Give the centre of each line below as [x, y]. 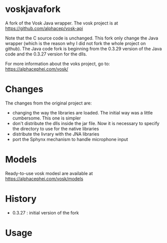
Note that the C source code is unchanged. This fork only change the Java [82, 38]
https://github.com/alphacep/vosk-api [44, 28]
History [21, 199]
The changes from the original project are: [49, 103]
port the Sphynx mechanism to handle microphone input [70, 139]
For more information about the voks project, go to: [58, 63]
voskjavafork [33, 9]
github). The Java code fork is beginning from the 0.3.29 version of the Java [83, 48]
